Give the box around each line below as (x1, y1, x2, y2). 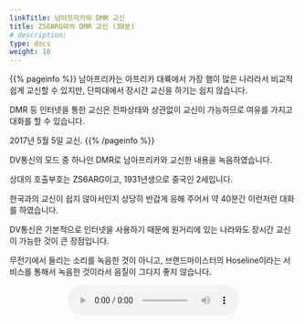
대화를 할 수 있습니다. (9, 116, 85, 127)
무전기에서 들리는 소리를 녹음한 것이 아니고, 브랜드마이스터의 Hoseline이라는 (9, 255, 281, 266)
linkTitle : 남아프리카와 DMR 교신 (9, 13, 126, 23)
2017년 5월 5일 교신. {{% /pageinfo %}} (9, 135, 155, 146)
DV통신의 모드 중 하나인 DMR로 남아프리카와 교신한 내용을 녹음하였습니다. (9, 154, 273, 165)
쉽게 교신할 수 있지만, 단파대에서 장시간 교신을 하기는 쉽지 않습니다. (9, 85, 248, 96)
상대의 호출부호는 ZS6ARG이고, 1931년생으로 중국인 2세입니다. (9, 174, 234, 185)
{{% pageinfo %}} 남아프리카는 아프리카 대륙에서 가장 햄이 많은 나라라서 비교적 (9, 74, 294, 85)
